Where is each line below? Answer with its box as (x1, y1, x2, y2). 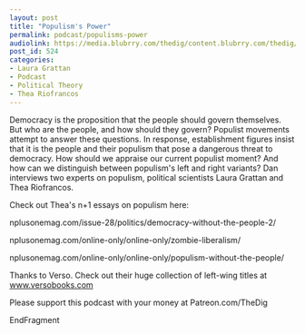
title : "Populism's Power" (9, 22, 112, 31)
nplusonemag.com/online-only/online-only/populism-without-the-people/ (9, 251, 284, 263)
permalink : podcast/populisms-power (9, 30, 148, 39)
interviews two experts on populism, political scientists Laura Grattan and (9, 172, 284, 182)
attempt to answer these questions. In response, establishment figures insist (9, 133, 295, 144)
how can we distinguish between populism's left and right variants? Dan (9, 162, 279, 173)
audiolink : (9, 38, 51, 48)
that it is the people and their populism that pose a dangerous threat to (9, 142, 273, 154)
